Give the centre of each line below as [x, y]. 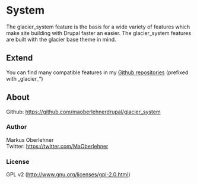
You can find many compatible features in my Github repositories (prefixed [97, 72]
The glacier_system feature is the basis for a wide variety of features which [98, 27]
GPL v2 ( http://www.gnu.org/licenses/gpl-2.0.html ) [68, 175]
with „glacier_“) [25, 78]
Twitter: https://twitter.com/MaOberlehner [57, 146]
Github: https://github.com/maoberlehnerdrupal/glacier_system [84, 112]
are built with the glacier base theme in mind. [61, 39]
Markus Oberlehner [30, 139]
